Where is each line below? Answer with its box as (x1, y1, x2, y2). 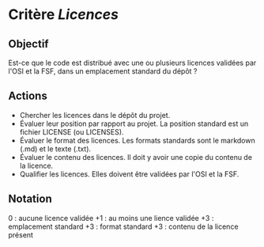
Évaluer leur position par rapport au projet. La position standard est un (19, 119, 249, 128)
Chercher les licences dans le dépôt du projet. (19, 110, 171, 120)
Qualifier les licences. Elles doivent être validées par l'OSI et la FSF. (19, 169, 239, 179)
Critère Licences (8, 6, 119, 24)
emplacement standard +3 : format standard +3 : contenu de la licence (8, 222, 239, 231)
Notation (8, 192, 53, 206)
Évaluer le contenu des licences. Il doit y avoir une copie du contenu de (19, 152, 253, 161)
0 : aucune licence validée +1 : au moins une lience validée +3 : (8, 213, 214, 222)
